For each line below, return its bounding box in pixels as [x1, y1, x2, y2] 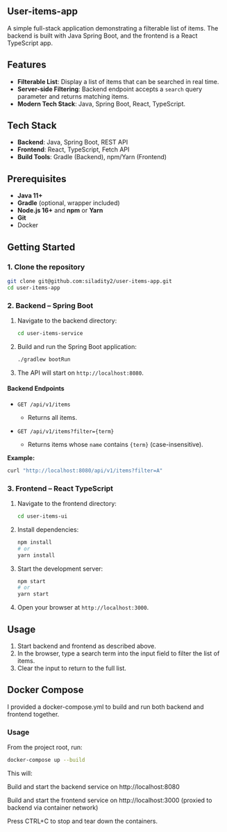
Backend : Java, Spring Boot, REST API [17, 138, 128, 147]
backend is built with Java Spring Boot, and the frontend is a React [7, 31, 198, 40]
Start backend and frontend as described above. [17, 642, 156, 651]
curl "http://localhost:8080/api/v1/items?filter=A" [7, 467, 163, 474]
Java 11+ [17, 191, 43, 200]
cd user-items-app [7, 284, 60, 291]
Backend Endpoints [7, 384, 65, 393]
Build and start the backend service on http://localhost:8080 [7, 783, 180, 791]
